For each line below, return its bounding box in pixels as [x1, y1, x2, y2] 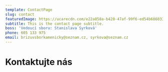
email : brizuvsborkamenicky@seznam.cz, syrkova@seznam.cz [5, 35, 128, 40]
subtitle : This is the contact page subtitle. [5, 21, 104, 26]
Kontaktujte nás [5, 57, 72, 68]
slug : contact [5, 12, 35, 17]
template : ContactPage [5, 7, 52, 12]
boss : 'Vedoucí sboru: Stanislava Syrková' [5, 26, 97, 31]
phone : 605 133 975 [5, 30, 46, 35]
